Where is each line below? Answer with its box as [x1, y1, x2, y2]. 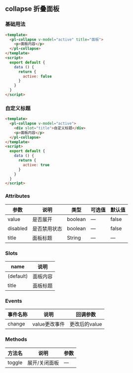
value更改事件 [32, 321, 65, 328]
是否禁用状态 [32, 225, 62, 232]
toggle [7, 359, 23, 366]
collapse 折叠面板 [5, 4, 60, 13]
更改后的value [69, 321, 102, 328]
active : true [23, 162, 50, 167]
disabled [7, 225, 28, 232]
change [7, 320, 26, 327]
